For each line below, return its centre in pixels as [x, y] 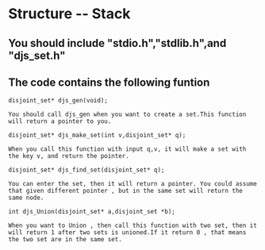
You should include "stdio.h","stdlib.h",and [117, 43]
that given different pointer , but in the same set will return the [126, 191]
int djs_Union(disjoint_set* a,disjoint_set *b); [92, 212]
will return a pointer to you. [60, 121]
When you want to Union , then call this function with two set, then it [133, 226]
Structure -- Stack [69, 14]
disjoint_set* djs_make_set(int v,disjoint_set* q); [97, 136]
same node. [26, 198]
